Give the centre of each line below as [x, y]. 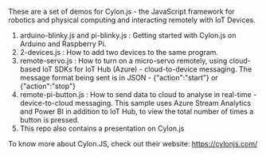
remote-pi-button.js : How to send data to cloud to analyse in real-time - [138, 94]
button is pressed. [49, 120]
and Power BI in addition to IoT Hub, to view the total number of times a [137, 111]
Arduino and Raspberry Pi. [63, 44]
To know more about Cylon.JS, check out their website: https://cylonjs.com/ [133, 144]
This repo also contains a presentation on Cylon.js [102, 128]
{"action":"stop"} [47, 86]
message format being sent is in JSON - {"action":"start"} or [119, 78]
